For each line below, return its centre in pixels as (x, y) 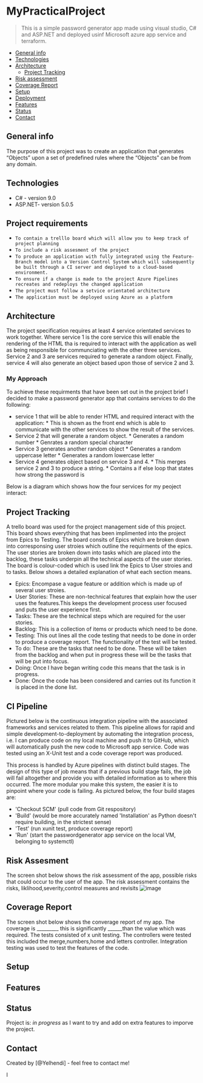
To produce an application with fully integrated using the (92, 257)
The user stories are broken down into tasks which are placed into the (93, 553)
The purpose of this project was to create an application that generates (95, 151)
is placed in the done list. (46, 687)
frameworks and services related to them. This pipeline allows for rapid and (101, 727)
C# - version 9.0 (35, 198)
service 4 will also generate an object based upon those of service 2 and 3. (101, 363)
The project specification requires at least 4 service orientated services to (99, 331)
